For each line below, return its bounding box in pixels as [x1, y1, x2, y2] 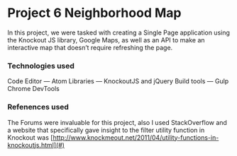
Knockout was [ [7, 133, 53, 142]
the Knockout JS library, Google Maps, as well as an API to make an [7, 35, 205, 44]
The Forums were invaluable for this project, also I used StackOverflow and [7, 118, 227, 126]
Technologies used [7, 61, 75, 71]
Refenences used [7, 102, 70, 112]
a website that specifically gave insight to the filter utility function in [7, 126, 205, 134]
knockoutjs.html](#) [7, 140, 65, 149]
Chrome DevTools [7, 85, 60, 93]
